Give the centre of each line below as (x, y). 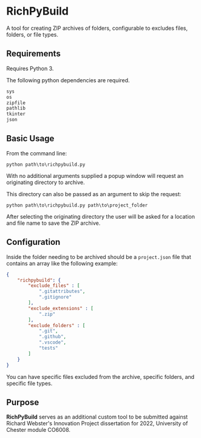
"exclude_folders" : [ (57, 325)
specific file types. (29, 383)
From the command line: (37, 153)
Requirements (33, 54)
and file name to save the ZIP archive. (53, 223)
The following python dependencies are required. (68, 80)
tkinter (16, 114)
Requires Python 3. (30, 68)
